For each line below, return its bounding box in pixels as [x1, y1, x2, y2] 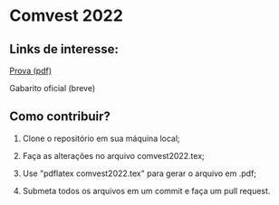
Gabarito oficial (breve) [9, 83, 96, 93]
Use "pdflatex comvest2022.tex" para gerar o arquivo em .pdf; [22, 168, 256, 179]
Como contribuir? [9, 109, 111, 125]
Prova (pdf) [9, 65, 53, 76]
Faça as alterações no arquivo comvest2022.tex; [22, 150, 206, 161]
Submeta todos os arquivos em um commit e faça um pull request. [22, 185, 271, 196]
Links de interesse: [9, 42, 120, 57]
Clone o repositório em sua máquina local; [22, 133, 181, 144]
